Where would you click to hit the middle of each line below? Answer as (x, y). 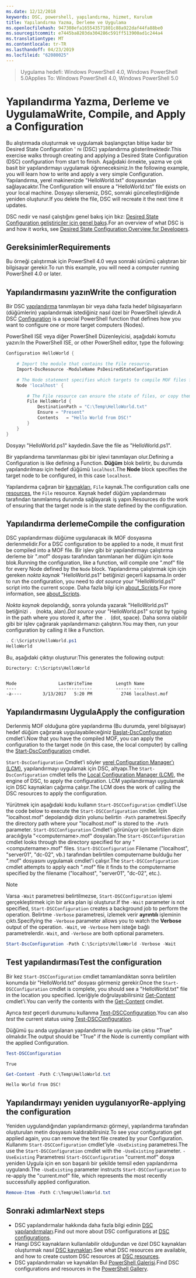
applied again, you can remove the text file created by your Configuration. (95, 1139)
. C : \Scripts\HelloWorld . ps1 (41, 641)
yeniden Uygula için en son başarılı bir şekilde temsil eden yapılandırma (92, 1163)
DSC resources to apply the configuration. (57, 793)
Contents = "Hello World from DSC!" (84, 418)
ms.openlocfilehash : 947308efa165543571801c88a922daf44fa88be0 (85, 28)
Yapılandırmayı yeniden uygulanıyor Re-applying (96, 1103)
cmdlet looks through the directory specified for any (69, 842)
